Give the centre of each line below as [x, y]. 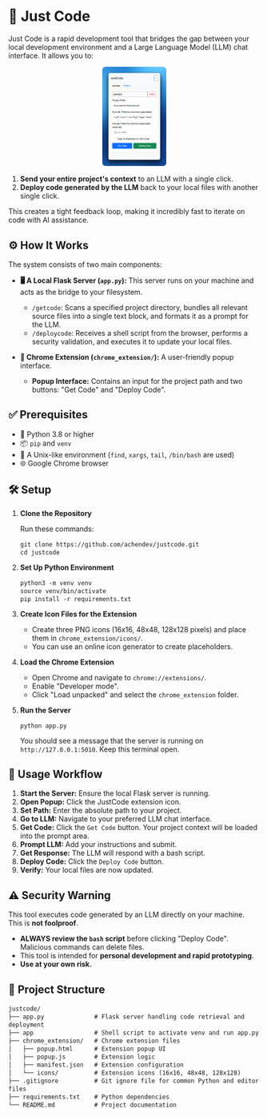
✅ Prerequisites [48, 415]
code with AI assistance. [49, 220]
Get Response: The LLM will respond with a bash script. [112, 853]
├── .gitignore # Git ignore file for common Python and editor [134, 1081]
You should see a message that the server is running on [112, 740]
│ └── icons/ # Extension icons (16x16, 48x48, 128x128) [125, 1073]
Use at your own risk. [56, 964]
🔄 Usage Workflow [56, 774]
